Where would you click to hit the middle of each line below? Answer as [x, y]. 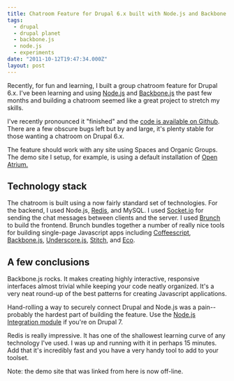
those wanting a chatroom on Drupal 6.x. [66, 136]
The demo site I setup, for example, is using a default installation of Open [112, 157]
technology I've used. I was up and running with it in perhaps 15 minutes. [112, 343]
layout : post [26, 66]
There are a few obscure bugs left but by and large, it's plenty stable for [111, 128]
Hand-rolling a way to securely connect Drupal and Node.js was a [102, 307]
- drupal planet [37, 33]
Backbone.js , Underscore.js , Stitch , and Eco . [71, 240]
